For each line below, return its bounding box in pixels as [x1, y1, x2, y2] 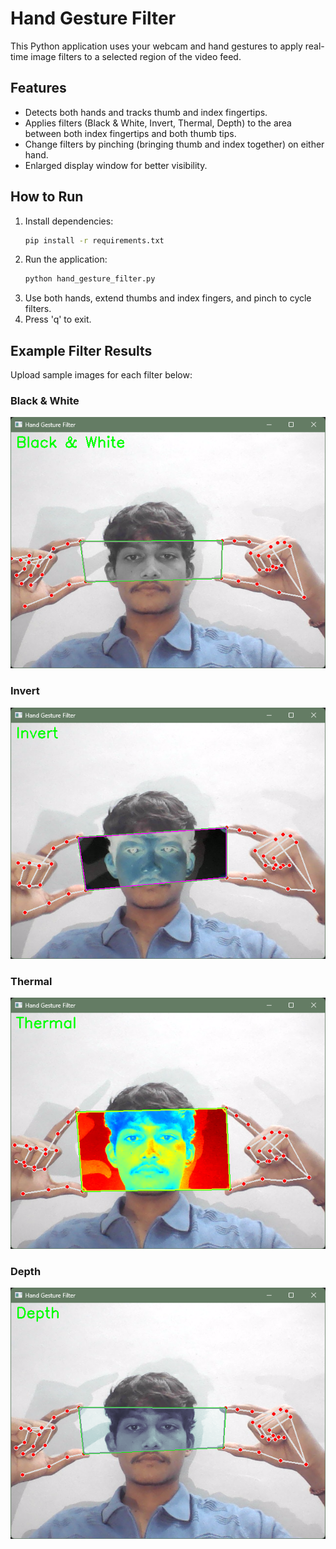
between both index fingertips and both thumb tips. [24, 127, 237, 139]
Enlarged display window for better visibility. [24, 159, 208, 171]
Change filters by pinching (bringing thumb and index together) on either [24, 138, 325, 150]
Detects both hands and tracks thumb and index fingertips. [24, 106, 268, 118]
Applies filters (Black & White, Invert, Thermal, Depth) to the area [24, 117, 292, 129]
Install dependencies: [24, 215, 114, 227]
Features [10, 80, 67, 97]
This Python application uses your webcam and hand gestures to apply [10, 40, 303, 52]
